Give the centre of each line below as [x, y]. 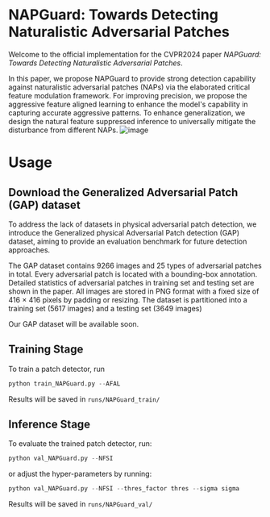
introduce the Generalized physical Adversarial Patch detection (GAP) [124, 232]
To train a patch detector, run [56, 369]
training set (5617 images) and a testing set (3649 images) [106, 308]
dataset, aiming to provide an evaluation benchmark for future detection [128, 241]
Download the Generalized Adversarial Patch [123, 192]
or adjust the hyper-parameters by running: [80, 474]
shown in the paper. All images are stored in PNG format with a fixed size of [134, 291]
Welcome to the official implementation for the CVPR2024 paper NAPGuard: [135, 54]
